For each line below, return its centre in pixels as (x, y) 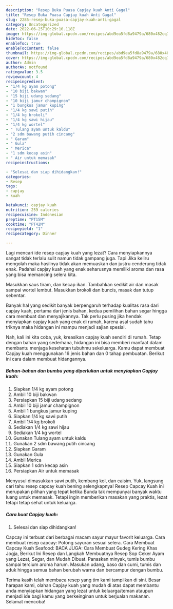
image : (13, 34)
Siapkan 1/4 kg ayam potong (43, 389)
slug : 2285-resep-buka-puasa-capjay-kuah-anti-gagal (63, 19)
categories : (18, 177)
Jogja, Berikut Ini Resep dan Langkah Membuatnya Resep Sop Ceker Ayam (85, 553)
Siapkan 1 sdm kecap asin (41, 465)
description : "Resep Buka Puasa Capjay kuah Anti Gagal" (68, 10)
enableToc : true (23, 44)
